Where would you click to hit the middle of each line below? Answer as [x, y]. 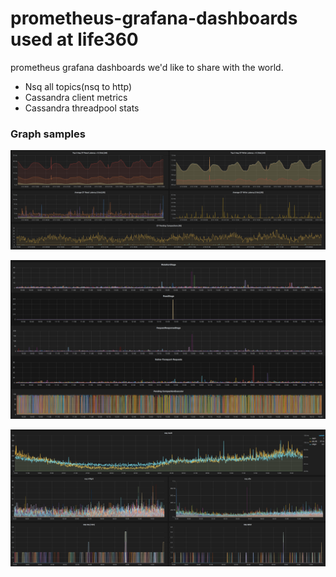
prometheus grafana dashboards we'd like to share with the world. [147, 67]
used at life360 [74, 39]
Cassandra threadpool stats [82, 108]
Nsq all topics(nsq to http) [78, 86]
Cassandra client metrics [76, 97]
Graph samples [48, 134]
